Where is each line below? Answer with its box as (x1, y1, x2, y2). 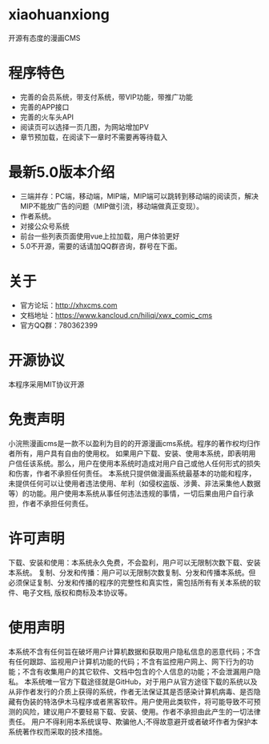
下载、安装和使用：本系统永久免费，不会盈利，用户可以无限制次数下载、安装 (8, 557, 261, 567)
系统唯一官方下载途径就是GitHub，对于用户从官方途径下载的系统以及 (30, 677, 258, 686)
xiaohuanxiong (8, 6, 110, 24)
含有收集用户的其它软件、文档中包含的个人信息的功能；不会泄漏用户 (29, 666, 254, 676)
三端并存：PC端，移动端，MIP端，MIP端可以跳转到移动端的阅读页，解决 (19, 191, 259, 201)
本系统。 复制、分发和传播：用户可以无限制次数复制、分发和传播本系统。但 (8, 567, 256, 577)
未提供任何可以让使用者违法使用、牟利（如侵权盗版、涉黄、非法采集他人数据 (8, 478, 261, 488)
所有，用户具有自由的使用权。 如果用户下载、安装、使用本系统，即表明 (14, 448, 249, 458)
